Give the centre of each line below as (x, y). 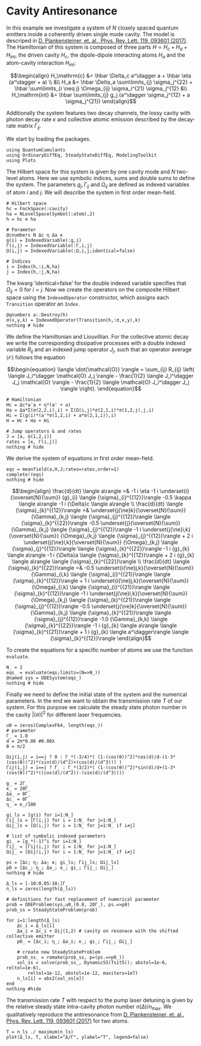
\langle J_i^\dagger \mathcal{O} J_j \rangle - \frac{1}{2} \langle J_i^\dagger (101, 375)
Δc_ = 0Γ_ (19, 800)
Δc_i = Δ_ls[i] (36, 926)
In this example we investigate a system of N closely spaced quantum (92, 28)
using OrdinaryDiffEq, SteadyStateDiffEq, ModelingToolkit (82, 155)
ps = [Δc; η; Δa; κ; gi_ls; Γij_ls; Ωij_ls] (63, 863)
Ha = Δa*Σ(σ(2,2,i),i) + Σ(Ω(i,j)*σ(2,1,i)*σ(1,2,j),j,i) (80, 410)
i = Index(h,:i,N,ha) (33, 266)
